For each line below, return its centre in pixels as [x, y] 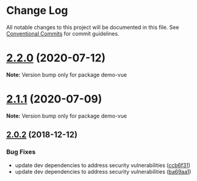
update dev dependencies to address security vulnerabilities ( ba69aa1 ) [103, 171]
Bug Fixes [21, 152]
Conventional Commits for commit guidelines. [63, 33]
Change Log [37, 11]
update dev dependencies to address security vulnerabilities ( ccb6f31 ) [103, 165]
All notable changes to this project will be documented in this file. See [93, 27]
